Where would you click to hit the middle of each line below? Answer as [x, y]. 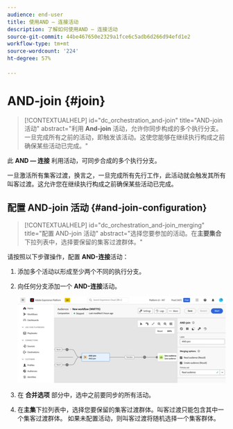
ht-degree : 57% [29, 59]
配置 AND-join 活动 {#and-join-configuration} [107, 208]
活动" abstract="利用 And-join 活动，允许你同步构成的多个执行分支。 [123, 128]
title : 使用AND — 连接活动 [43, 22]
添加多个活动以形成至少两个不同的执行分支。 [81, 271]
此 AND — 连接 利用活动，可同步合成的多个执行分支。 [84, 160]
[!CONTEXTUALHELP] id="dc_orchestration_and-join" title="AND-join [123, 120]
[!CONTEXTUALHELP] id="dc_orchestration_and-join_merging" [114, 225]
